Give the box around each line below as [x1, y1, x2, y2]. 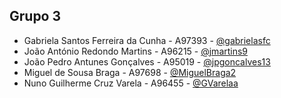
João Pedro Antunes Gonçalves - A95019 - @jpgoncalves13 [23, 55, 271, 68]
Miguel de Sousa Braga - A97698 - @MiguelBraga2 [23, 66, 237, 78]
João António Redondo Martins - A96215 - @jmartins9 [23, 45, 249, 57]
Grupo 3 [9, 8, 62, 25]
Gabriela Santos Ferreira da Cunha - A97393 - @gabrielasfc [23, 34, 271, 46]
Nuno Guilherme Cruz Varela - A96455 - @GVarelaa [23, 77, 239, 89]
